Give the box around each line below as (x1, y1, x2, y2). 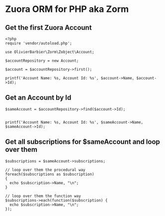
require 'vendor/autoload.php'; (5, 41, 72, 46)
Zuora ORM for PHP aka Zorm (5, 3, 129, 15)
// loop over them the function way (5, 193, 81, 199)
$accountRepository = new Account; (5, 58, 79, 63)
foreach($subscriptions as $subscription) (5, 172, 94, 177)
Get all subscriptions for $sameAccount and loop (5, 138, 161, 146)
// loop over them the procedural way (5, 167, 85, 172)
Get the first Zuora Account (5, 23, 92, 32)
